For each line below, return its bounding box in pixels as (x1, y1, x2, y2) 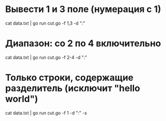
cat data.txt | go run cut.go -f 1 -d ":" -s (5, 109, 87, 116)
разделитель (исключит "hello (5, 83, 140, 94)
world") (5, 93, 38, 105)
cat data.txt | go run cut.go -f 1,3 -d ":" (5, 20, 86, 26)
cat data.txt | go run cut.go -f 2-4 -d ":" (5, 54, 87, 60)
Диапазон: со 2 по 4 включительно (5, 38, 161, 49)
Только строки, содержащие (5, 72, 134, 83)
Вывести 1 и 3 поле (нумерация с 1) (5, 4, 161, 15)
